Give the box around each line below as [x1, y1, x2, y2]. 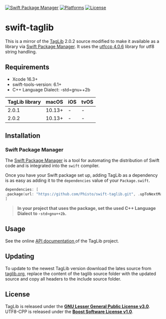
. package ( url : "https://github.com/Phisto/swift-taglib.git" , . [5, 192, 140, 197]
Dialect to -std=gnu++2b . [17, 210, 67, 217]
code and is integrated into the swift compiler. [5, 163, 100, 169]
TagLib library [7, 98, 41, 105]
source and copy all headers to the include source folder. [5, 276, 122, 281]
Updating [5, 252, 35, 261]
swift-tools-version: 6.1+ [12, 81, 62, 87]
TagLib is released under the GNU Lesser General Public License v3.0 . [5, 303, 151, 309]
